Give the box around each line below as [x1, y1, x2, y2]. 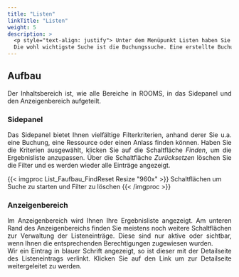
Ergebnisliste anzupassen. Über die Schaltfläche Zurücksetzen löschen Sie [7, 153, 233, 162]
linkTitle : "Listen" [7, 17, 69, 24]
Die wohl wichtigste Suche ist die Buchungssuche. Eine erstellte [14, 44, 215, 51]
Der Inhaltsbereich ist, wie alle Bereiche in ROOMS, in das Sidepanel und [7, 89, 232, 97]
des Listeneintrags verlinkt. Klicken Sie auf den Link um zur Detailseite [7, 254, 232, 263]
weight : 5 [7, 24, 37, 31]
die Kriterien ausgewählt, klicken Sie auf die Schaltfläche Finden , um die [7, 146, 232, 154]
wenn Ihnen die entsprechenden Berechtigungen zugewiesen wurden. [7, 239, 213, 248]
